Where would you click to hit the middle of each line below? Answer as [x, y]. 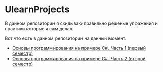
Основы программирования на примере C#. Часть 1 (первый [79, 48]
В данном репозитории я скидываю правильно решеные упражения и [81, 23]
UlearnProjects [37, 9]
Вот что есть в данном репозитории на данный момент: [66, 38]
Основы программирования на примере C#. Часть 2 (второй [79, 58]
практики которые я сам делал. [39, 28]
